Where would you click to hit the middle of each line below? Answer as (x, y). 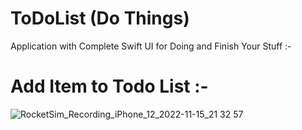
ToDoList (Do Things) (100, 18)
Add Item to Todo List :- (109, 86)
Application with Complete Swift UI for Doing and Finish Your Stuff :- (151, 46)
